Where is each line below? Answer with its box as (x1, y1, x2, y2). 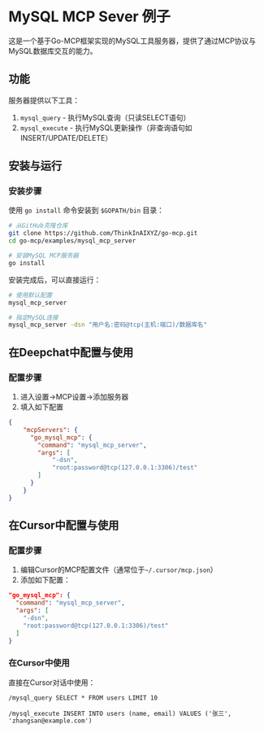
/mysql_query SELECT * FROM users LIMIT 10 (8, 693, 158, 702)
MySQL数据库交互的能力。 (8, 46, 97, 55)
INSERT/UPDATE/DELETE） (19, 133, 113, 142)
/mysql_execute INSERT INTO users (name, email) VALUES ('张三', (8, 709, 232, 718)
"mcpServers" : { (23, 425, 79, 434)
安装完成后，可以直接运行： (8, 274, 102, 285)
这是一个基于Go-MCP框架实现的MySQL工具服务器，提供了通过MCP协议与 (8, 36, 257, 46)
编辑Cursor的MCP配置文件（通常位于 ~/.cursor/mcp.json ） (19, 565, 218, 574)
